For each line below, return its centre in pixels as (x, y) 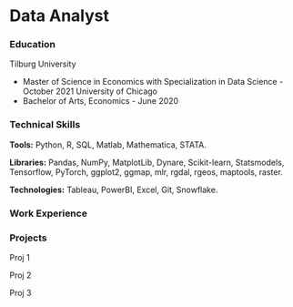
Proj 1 (20, 257)
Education (33, 45)
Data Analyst (60, 16)
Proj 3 (20, 293)
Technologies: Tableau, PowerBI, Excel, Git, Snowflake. (114, 189)
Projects (28, 238)
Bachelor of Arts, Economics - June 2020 (101, 101)
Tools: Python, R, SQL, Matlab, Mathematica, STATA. (108, 144)
